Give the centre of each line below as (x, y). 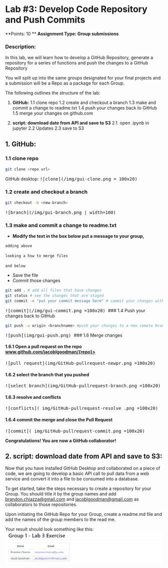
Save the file (25, 275)
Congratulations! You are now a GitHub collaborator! (61, 440)
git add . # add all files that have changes (53, 291)
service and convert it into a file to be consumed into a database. (72, 479)
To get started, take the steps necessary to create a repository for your (78, 488)
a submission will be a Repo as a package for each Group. (65, 83)
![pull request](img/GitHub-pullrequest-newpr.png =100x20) (80, 363)
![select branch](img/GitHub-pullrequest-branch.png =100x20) (83, 386)
